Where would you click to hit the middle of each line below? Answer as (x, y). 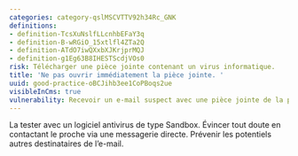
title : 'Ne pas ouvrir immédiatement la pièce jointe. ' (117, 75)
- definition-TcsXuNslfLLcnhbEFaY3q (77, 34)
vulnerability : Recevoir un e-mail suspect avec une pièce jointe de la (146, 100)
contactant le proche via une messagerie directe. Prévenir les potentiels (141, 135)
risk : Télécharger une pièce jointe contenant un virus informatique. (142, 67)
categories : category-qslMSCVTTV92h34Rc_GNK (93, 17)
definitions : (33, 26)
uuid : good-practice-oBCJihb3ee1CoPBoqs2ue (91, 83)
